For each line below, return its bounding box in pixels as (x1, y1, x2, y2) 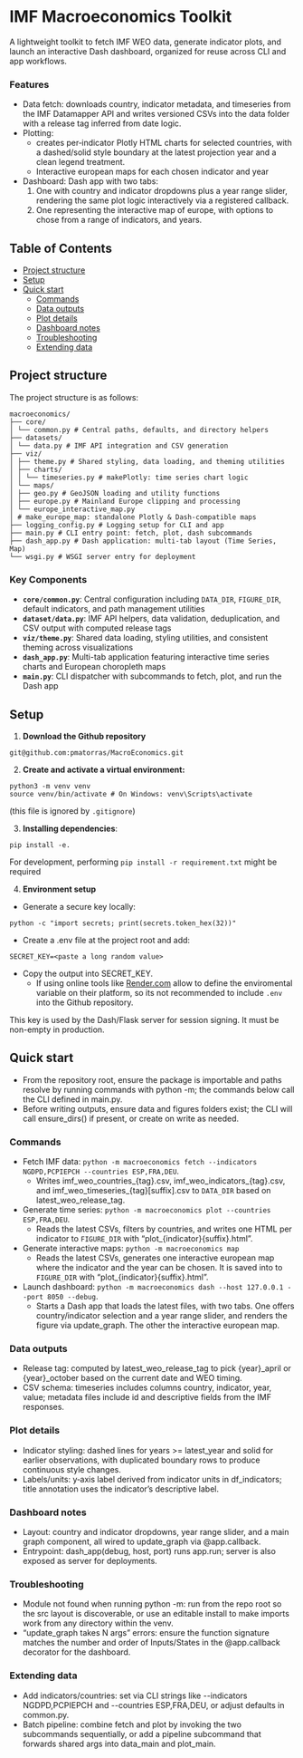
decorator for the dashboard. (22, 1647, 131, 1657)
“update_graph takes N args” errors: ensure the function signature (22, 1628, 270, 1638)
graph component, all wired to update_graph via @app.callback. (22, 1536, 261, 1547)
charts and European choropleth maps (22, 662, 166, 672)
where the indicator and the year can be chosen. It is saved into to (35, 1262, 283, 1273)
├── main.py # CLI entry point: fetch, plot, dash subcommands (9, 528, 253, 537)
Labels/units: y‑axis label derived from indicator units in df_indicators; (22, 1473, 282, 1484)
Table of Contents (9, 240, 113, 256)
